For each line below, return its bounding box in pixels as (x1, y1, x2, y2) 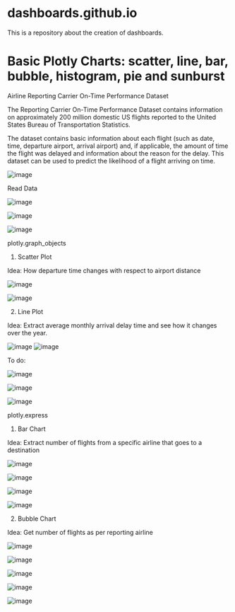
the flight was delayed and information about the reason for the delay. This (7, 149, 224, 157)
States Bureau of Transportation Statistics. (7, 120, 131, 129)
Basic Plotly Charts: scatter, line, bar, (7, 53, 229, 69)
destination (7, 446, 40, 454)
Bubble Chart (17, 514, 56, 523)
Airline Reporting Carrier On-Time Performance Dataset (7, 91, 169, 100)
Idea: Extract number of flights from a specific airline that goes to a (7, 438, 203, 446)
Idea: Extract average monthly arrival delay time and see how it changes (7, 321, 217, 330)
